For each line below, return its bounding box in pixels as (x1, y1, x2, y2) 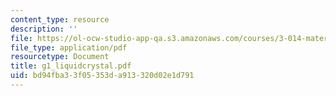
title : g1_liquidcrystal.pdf (10, 61, 132, 71)
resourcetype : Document (10, 52, 110, 62)
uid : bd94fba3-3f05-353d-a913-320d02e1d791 (10, 71, 195, 81)
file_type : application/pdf (10, 42, 128, 53)
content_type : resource (10, 14, 110, 25)
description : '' (10, 24, 78, 34)
